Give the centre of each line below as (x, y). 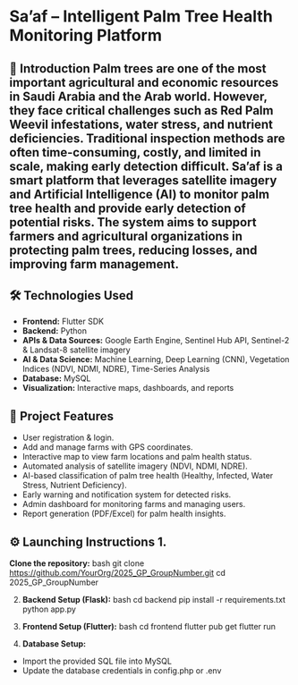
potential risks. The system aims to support (133, 222)
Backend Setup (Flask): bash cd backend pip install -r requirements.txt (154, 600)
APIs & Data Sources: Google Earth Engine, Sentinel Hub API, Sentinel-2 (156, 341)
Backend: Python (55, 331)
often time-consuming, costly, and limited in (135, 152)
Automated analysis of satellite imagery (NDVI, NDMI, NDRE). (135, 466)
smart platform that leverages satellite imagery (143, 180)
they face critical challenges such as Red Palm (141, 110)
